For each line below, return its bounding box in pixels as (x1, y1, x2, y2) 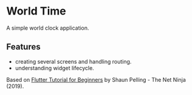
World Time (6, 4, 67, 18)
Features (6, 42, 41, 52)
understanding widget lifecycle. (15, 64, 94, 71)
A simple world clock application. (6, 24, 89, 31)
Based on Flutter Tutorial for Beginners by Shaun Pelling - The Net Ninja (6, 76, 187, 83)
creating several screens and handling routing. (15, 57, 132, 65)
